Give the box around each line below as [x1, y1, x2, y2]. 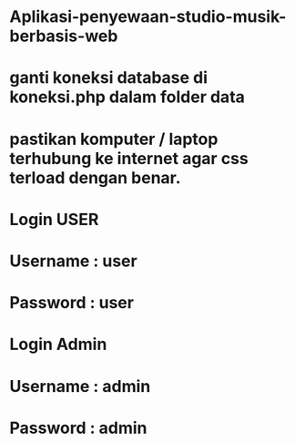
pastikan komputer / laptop [9, 129, 219, 149]
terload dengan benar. [9, 167, 181, 188]
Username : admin [9, 376, 151, 397]
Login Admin [9, 335, 107, 355]
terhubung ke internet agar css [9, 148, 249, 169]
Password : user [9, 293, 135, 314]
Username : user [9, 251, 138, 271]
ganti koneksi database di [9, 67, 208, 88]
